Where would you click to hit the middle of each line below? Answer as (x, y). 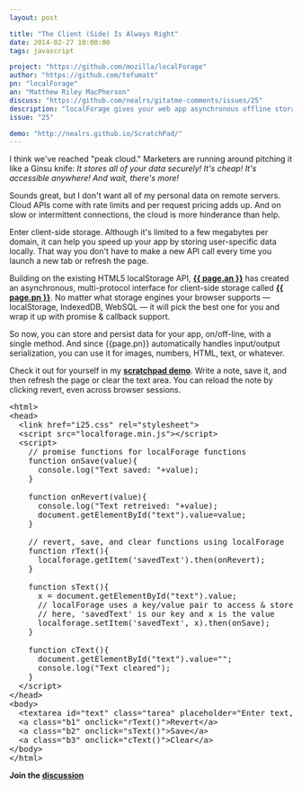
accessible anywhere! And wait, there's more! (94, 178)
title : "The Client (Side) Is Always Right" (94, 34)
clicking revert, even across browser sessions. (95, 390)
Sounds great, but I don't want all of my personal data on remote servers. (145, 195)
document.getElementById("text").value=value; (142, 515)
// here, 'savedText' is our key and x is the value (156, 614)
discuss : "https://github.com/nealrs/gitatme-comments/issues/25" (136, 100)
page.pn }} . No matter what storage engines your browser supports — (140, 297)
